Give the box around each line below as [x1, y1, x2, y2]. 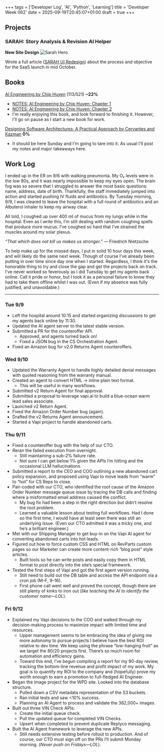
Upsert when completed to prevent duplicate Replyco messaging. [19, 721, 151, 727]
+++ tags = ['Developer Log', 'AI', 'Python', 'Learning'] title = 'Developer [5, 4, 149, 10]
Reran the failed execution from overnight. [12, 447, 97, 453]
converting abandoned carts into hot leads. [12, 536, 99, 542]
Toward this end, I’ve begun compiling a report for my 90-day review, [19, 658, 159, 664]
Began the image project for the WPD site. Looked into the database [12, 679, 149, 685]
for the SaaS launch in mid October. [5, 64, 77, 70]
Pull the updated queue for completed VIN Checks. [19, 715, 122, 721]
